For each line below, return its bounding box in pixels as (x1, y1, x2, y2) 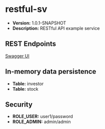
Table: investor (12, 81, 44, 87)
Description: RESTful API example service (12, 25, 100, 31)
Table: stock (12, 86, 38, 92)
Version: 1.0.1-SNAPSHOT (12, 20, 66, 26)
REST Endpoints (5, 40, 56, 48)
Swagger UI (5, 53, 30, 59)
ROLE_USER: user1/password (12, 114, 73, 120)
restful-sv (5, 3, 47, 15)
